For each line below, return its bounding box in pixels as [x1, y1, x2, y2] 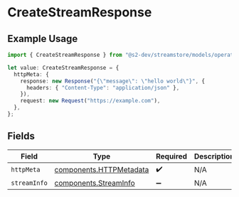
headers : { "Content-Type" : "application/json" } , [26, 84, 180, 91]
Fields [7, 130, 36, 142]
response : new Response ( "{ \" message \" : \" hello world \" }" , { [20, 78, 206, 85]
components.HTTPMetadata [54, 165, 149, 175]
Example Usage [7, 33, 78, 45]
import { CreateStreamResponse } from [7, 51, 122, 58]
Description [193, 151, 235, 161]
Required [155, 151, 187, 161]
